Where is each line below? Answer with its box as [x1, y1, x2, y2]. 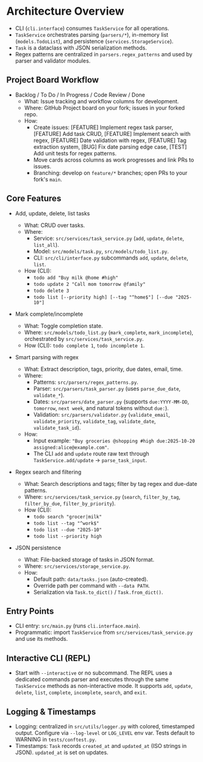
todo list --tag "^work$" [33, 520, 99, 526]
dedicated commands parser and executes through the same [15, 676, 169, 683]
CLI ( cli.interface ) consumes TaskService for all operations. [15, 24, 169, 32]
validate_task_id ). [33, 424, 81, 431]
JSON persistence [15, 543, 62, 551]
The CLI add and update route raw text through [33, 450, 149, 457]
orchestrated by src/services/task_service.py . [24, 335, 144, 342]
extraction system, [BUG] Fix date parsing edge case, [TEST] [33, 143, 187, 151]
